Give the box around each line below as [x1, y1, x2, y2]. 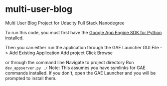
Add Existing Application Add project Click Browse [9, 50, 113, 56]
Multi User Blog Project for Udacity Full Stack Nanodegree [5, 20, 125, 26]
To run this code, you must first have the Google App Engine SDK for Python [5, 29, 162, 35]
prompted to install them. [5, 75, 57, 81]
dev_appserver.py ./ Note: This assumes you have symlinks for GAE [5, 65, 146, 71]
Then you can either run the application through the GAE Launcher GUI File [5, 44, 160, 50]
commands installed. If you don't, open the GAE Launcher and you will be [5, 70, 156, 76]
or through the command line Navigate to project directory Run [5, 59, 134, 65]
